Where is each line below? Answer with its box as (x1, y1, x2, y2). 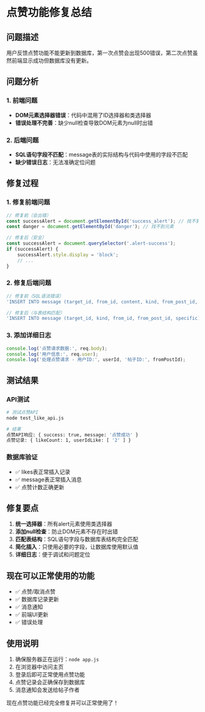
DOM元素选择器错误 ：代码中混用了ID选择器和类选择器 (15, 111, 151, 119)
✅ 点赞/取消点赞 (15, 588, 56, 595)
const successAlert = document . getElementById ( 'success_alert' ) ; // (6, 218, 184, 224)
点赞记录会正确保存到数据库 (15, 678, 85, 686)
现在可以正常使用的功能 (6, 570, 95, 581)
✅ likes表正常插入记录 (15, 468, 71, 475)
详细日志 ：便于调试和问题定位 (15, 551, 90, 558)
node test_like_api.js (6, 415, 64, 421)
